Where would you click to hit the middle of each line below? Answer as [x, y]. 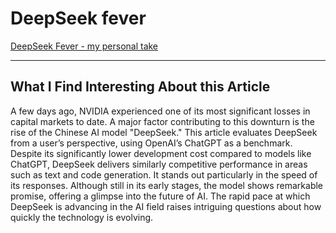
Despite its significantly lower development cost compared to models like [161, 153]
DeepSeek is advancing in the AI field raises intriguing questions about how [166, 206]
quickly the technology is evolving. [82, 217]
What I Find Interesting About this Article [140, 87]
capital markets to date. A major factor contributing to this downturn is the [162, 121]
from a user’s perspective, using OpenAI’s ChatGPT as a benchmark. [151, 143]
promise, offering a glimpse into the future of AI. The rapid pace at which [160, 196]
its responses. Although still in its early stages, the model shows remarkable [167, 185]
